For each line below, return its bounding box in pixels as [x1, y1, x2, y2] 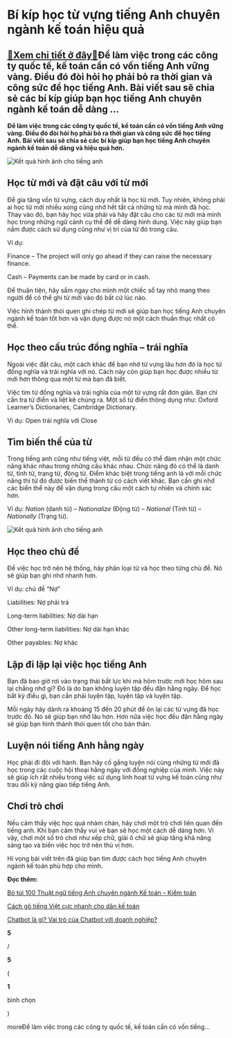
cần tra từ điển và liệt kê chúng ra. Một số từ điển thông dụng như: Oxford [7, 395, 218, 404]
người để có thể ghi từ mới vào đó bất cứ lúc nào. [7, 293, 148, 301]
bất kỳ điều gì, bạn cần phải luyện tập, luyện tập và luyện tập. [7, 692, 183, 700]
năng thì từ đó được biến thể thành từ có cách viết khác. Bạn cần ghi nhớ [7, 476, 215, 485]
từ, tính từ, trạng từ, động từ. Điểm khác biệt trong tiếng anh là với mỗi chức [7, 469, 222, 478]
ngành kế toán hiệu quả [7, 21, 145, 37]
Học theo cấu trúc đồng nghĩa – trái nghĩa [7, 341, 188, 353]
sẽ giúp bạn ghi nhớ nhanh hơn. [7, 571, 98, 580]
